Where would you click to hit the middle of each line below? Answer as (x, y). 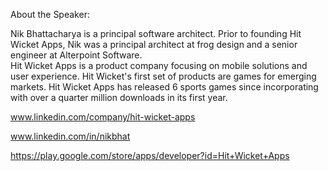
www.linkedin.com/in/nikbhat (70, 136)
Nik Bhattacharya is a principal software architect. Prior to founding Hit (156, 33)
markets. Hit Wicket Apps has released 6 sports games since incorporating (164, 87)
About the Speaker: (50, 14)
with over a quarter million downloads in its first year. (119, 97)
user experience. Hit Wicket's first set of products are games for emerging (163, 76)
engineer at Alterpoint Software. (76, 55)
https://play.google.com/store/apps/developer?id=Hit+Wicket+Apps (150, 155)
